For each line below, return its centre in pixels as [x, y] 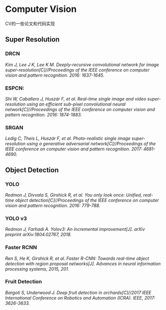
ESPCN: [15, 88]
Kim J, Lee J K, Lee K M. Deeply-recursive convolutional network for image [82, 64]
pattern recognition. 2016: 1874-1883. [43, 114]
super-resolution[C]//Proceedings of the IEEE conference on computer [78, 70]
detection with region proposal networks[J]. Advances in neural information [83, 263]
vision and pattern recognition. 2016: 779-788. [53, 206]
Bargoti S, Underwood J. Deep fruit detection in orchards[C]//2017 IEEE [78, 293]
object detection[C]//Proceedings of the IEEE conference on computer [87, 200]
